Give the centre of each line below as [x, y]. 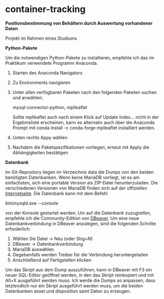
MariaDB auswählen [33, 249]
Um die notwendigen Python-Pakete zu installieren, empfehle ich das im [80, 58]
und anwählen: [28, 97]
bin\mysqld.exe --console [32, 203]
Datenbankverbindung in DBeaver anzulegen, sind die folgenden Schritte [81, 223]
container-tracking [45, 9]
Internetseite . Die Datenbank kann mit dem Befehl [56, 193]
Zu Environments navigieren [41, 82]
